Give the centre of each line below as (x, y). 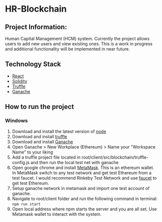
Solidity (20, 81)
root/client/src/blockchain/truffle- (115, 157)
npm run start (26, 204)
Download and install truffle (40, 136)
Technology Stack (33, 64)
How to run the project (40, 107)
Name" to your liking (32, 152)
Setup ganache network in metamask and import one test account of (81, 188)
